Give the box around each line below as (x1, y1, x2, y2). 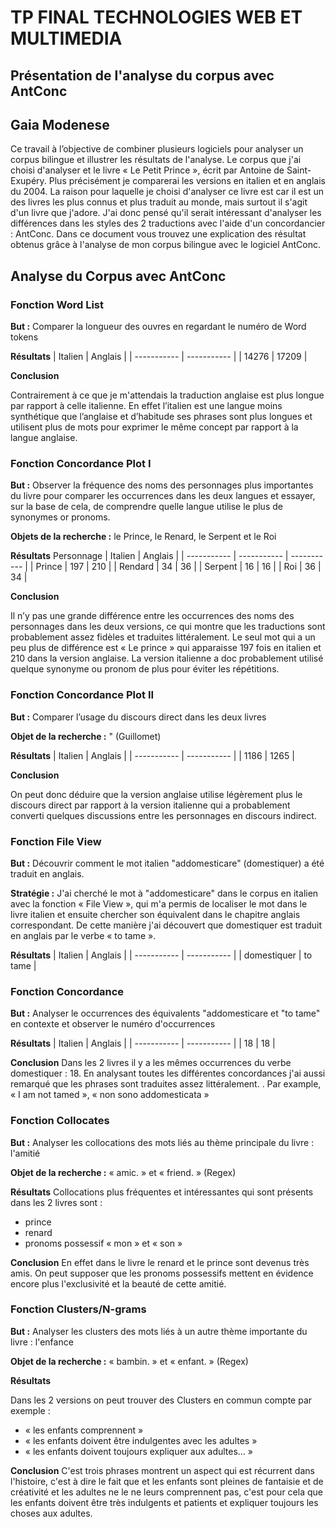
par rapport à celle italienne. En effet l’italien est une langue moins (10, 400, 283, 412)
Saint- (286, 164, 312, 176)
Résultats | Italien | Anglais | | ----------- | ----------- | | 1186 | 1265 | (10, 749, 295, 761)
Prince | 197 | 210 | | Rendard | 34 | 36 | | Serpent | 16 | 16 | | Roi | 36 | (35, 561, 322, 573)
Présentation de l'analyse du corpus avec (10, 67, 275, 84)
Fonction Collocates (10, 1114, 110, 1128)
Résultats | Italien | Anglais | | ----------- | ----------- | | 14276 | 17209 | (10, 351, 308, 363)
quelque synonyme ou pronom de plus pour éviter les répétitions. (10, 663, 280, 675)
